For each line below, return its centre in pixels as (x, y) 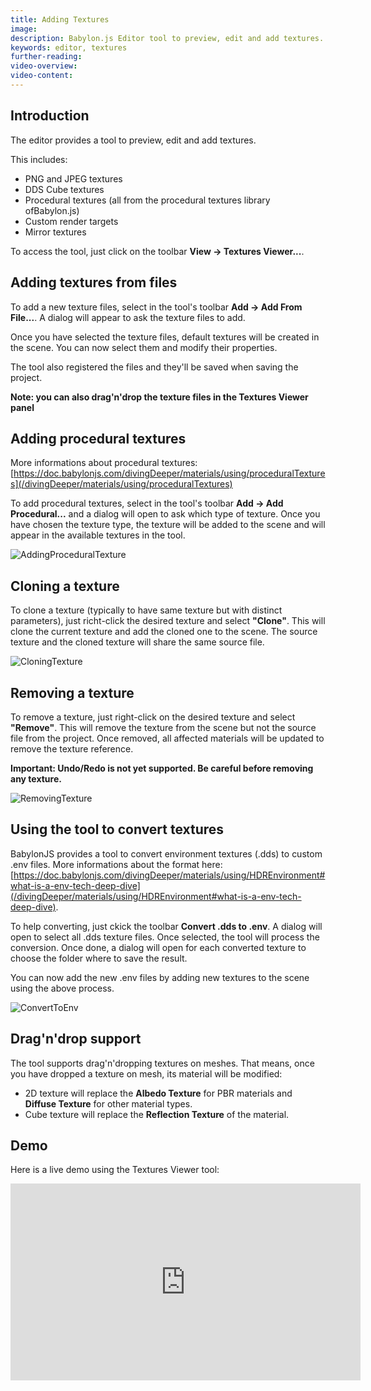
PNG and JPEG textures (73, 178)
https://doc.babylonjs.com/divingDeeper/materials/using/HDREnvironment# (169, 875)
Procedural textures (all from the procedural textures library (147, 200)
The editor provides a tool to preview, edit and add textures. (133, 140)
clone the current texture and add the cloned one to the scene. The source (164, 632)
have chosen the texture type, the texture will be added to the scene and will (168, 525)
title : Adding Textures (60, 19)
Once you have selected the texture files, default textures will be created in (165, 337)
